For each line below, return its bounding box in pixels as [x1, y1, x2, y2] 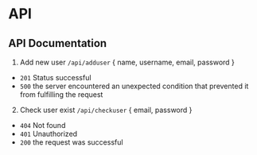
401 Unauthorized [19, 129, 78, 138]
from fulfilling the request [19, 90, 103, 99]
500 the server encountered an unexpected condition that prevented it [19, 81, 249, 91]
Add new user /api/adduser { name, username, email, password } [19, 57, 235, 67]
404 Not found [19, 121, 66, 130]
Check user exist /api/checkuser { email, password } [19, 105, 193, 114]
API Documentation [8, 37, 107, 50]
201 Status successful [19, 73, 92, 82]
